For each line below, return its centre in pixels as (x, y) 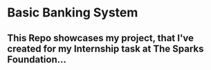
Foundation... (37, 59)
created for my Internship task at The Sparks (105, 48)
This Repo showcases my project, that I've (100, 38)
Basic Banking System (73, 13)
